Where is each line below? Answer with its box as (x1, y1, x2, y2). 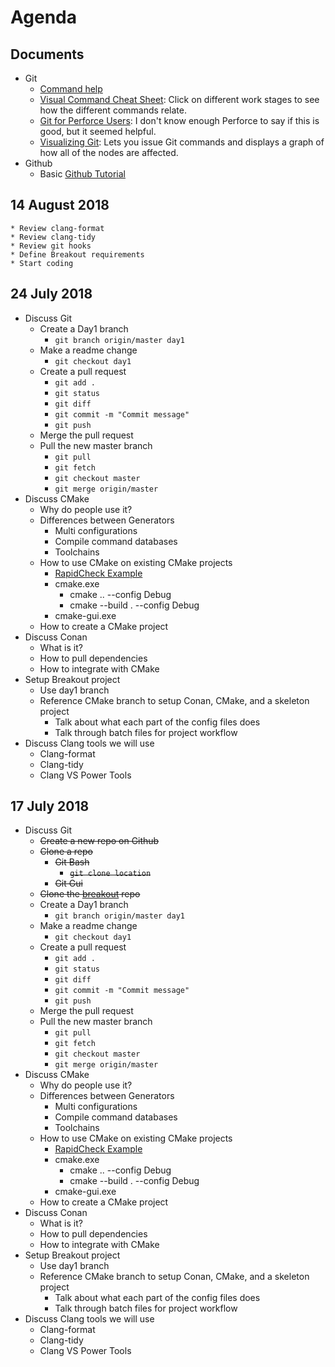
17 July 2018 (10, 798, 90, 815)
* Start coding (10, 258, 74, 268)
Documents (10, 46, 85, 63)
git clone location (69, 869, 152, 879)
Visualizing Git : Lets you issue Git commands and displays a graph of (39, 136, 325, 148)
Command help (39, 83, 103, 95)
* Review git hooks (10, 241, 92, 251)
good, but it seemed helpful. (39, 126, 157, 137)
